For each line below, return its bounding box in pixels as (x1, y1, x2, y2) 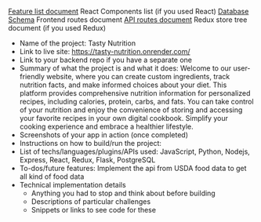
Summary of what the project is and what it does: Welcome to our (19, 64, 232, 73)
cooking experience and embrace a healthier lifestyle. (19, 122, 194, 131)
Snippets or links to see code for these (31, 206, 157, 214)
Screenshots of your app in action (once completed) (19, 130, 188, 140)
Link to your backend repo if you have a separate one (19, 55, 192, 64)
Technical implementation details (19, 180, 127, 189)
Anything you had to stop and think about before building (31, 188, 216, 198)
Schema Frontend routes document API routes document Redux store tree (8, 15, 248, 24)
